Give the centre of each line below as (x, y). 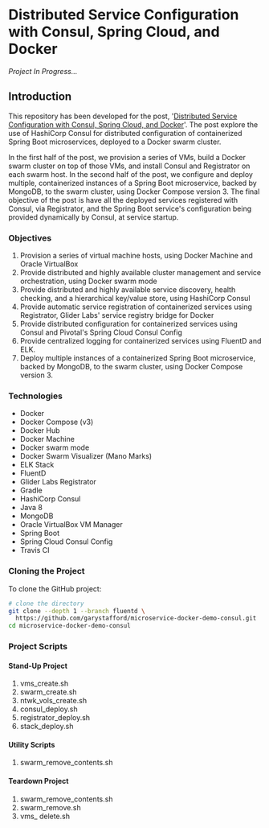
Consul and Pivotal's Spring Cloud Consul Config (101, 332)
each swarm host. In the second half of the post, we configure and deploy (130, 174)
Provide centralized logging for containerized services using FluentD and (141, 341)
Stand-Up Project (38, 665)
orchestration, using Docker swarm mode (89, 281)
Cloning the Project (47, 571)
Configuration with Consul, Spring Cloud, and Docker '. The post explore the (133, 124)
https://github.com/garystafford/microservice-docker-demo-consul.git (136, 618)
